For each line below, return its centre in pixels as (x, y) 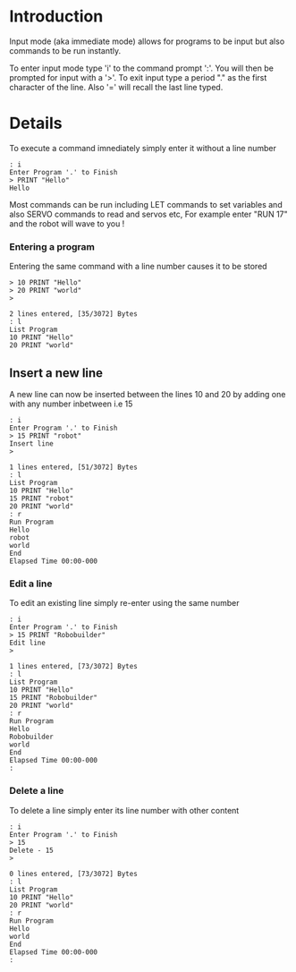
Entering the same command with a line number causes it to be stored (138, 267)
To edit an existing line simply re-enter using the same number (124, 603)
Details (36, 124)
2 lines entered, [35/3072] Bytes (74, 314)
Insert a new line (56, 373)
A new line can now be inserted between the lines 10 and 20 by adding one (148, 394)
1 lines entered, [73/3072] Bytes (74, 667)
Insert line (31, 443)
